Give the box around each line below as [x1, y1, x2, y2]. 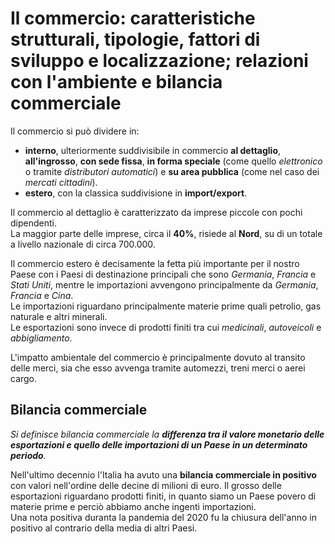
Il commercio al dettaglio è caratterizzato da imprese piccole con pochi [10, 206, 303, 218]
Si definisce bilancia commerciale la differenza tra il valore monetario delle [10, 428, 325, 440]
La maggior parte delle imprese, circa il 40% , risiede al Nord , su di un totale [10, 227, 323, 239]
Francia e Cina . [10, 289, 74, 301]
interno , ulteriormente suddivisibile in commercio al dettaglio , [24, 144, 282, 156]
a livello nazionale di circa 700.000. [10, 238, 156, 250]
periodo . [10, 449, 47, 461]
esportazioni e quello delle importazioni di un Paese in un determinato [10, 438, 308, 451]
